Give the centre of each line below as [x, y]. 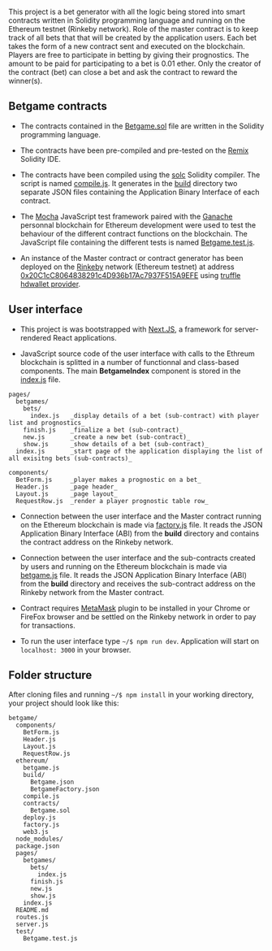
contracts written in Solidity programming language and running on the [127, 20]
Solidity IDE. [40, 158]
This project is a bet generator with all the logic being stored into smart [127, 12]
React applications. [85, 337]
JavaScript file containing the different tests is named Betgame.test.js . [138, 242]
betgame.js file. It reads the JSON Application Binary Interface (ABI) [134, 575]
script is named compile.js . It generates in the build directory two [129, 183]
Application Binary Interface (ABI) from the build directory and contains [140, 533]
